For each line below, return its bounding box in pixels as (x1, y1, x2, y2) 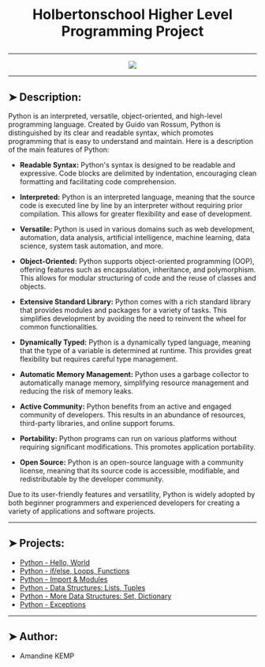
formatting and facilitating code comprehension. (19, 177, 177, 187)
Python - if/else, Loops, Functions (19, 566, 130, 575)
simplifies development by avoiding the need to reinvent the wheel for (19, 314, 247, 323)
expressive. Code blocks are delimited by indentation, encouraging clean (19, 168, 257, 178)
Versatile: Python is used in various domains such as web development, (19, 224, 255, 234)
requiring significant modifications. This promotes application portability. (19, 443, 256, 451)
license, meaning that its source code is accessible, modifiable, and (19, 466, 240, 475)
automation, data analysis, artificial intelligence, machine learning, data (19, 233, 251, 242)
